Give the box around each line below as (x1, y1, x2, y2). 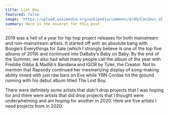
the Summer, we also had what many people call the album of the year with (5, 56, 161, 62)
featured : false (5, 12, 39, 17)
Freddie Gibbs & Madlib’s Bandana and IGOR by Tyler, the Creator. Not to (5, 61, 156, 67)
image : (5, 16, 19, 21)
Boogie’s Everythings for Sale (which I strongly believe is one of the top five (5, 45, 162, 51)
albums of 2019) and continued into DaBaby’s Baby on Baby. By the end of (5, 51, 159, 57)
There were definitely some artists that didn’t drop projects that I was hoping (5, 87, 164, 93)
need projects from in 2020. (5, 103, 63, 109)
